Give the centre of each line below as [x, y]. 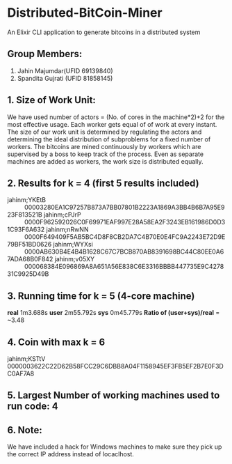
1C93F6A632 [26, 230]
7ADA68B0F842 [30, 259]
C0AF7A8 [21, 373]
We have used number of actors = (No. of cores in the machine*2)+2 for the [116, 117]
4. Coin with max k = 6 [56, 342]
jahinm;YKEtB [27, 200]
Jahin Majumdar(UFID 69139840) [65, 70]
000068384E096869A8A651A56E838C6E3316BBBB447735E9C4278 [124, 267]
